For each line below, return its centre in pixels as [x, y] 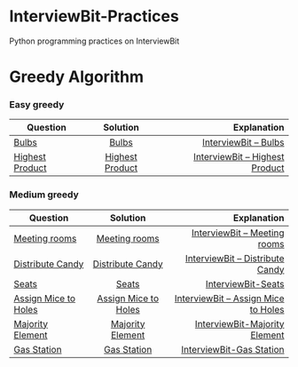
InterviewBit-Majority [239, 323]
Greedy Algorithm [77, 77]
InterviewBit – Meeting [238, 233]
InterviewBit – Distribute [235, 258]
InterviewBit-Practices [94, 16]
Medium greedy [44, 195]
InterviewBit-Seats [245, 283]
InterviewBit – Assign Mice [229, 298]
